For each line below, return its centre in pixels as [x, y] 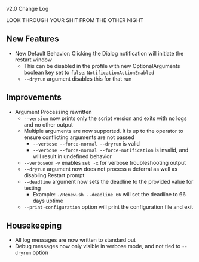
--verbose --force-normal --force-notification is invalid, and [111, 150]
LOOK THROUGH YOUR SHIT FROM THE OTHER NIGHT [75, 20]
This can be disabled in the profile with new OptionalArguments [102, 66]
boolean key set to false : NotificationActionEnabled [89, 72]
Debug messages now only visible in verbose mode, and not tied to [98, 246]
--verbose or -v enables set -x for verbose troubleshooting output [105, 162]
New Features [33, 39]
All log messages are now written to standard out [75, 240]
